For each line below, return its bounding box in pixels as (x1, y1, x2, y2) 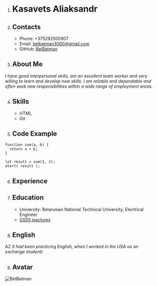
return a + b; (9, 147, 38, 152)
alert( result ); (5, 164, 40, 169)
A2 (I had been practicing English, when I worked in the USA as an (5, 244, 139, 250)
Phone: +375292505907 (19, 36, 69, 41)
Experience (12, 177, 48, 185)
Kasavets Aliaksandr (12, 3, 98, 15)
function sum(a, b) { (5, 143, 49, 147)
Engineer (19, 212, 38, 217)
